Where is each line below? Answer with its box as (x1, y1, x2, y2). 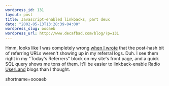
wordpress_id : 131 (5, 7, 44, 13)
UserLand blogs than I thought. (5, 66, 70, 72)
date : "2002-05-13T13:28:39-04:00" (5, 21, 81, 27)
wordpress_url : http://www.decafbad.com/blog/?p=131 (5, 31, 119, 36)
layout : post (5, 12, 33, 17)
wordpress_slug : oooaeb (5, 26, 56, 31)
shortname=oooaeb (5, 76, 47, 82)
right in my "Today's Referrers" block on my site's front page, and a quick (5, 56, 159, 61)
